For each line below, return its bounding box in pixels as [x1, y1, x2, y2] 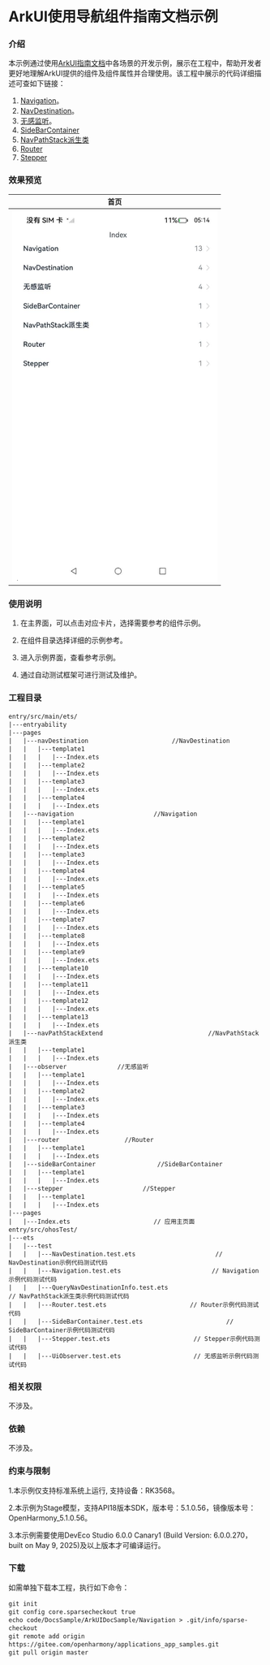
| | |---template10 [8, 964, 89, 972]
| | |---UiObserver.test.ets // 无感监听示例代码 [8, 1351, 253, 1360]
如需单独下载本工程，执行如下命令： [8, 1582, 130, 1592]
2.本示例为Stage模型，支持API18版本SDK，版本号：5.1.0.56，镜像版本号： [8, 1503, 256, 1512]
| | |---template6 [8, 899, 85, 907]
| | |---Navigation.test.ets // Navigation [8, 1266, 259, 1275]
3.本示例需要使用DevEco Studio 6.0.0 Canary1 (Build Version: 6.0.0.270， [8, 1530, 253, 1540]
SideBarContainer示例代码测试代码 [8, 1326, 115, 1334]
